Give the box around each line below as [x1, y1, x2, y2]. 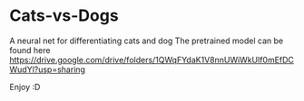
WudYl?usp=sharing [9, 64, 86, 75]
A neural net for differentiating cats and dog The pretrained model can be [9, 35, 284, 46]
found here [9, 44, 51, 55]
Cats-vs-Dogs [9, 5, 120, 26]
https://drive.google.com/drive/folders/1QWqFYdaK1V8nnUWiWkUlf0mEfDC [9, 54, 295, 65]
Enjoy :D [9, 81, 41, 92]
